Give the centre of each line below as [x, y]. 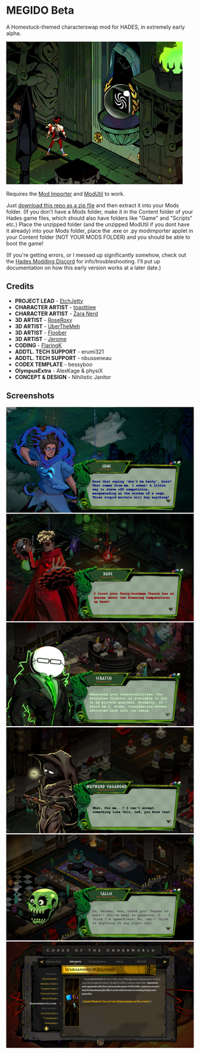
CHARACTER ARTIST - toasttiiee [55, 307]
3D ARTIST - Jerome [40, 339]
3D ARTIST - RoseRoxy [43, 319]
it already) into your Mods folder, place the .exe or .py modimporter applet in [100, 231]
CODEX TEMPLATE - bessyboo [54, 364]
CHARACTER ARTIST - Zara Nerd [56, 314]
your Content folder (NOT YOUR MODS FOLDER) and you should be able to [98, 237]
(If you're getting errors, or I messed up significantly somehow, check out [96, 255]
